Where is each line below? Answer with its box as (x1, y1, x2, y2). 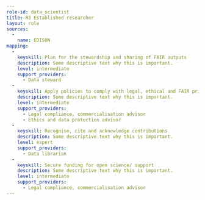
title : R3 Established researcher (6, 15, 95, 21)
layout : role (6, 20, 40, 26)
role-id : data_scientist (6, 9, 70, 15)
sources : (6, 26, 29, 32)
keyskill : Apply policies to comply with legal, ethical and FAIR (17, 88, 190, 95)
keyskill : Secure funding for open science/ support (17, 162, 154, 168)
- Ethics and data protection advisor (22, 116, 121, 123)
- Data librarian (22, 151, 67, 157)
